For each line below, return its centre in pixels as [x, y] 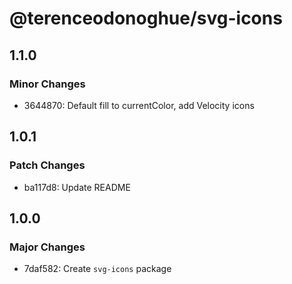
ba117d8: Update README [77, 187]
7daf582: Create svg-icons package [97, 269]
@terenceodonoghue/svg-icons [146, 18]
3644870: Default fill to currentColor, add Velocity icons [139, 105]
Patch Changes [47, 165]
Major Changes [47, 247]
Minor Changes [47, 84]
